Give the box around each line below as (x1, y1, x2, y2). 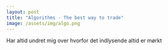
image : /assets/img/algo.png (6, 20, 80, 26)
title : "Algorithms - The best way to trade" (6, 15, 124, 21)
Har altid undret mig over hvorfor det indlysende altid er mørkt (6, 37, 163, 45)
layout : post (6, 9, 40, 15)
